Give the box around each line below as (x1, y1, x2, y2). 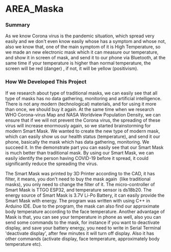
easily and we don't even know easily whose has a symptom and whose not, (5, 38, 166, 44)
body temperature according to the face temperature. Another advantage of (5, 208, 165, 215)
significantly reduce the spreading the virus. (5, 161, 98, 167)
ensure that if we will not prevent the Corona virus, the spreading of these (5, 117, 161, 123)
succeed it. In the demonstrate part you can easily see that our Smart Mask (5, 144, 164, 150)
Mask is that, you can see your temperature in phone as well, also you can (5, 214, 161, 220)
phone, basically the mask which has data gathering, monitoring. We (5, 139, 150, 145)
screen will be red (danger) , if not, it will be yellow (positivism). (5, 65, 139, 72)
